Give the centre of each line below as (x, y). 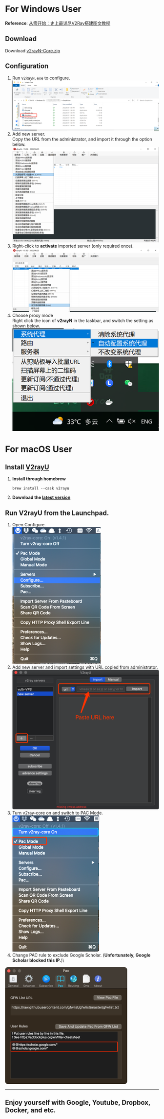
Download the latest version (41, 497)
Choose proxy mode (33, 315)
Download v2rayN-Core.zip (33, 50)
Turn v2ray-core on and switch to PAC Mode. (58, 813)
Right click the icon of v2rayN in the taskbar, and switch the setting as (83, 320)
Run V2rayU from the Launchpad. (57, 513)
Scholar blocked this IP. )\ (38, 960)
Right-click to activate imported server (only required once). (73, 246)
